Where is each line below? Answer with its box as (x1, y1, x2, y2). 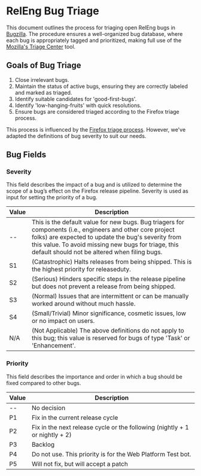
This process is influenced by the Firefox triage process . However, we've (6, 126, 186, 133)
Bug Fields (6, 149, 47, 160)
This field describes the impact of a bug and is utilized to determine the (6, 181, 182, 188)
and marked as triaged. (14, 89, 72, 96)
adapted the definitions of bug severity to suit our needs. (6, 132, 147, 139)
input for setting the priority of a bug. (6, 194, 98, 201)
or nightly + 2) (32, 431, 72, 439)
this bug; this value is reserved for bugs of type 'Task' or (32, 334, 190, 342)
